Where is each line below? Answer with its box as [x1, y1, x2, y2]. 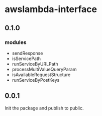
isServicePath [12, 55, 41, 62]
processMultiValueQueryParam [12, 66, 77, 72]
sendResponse [12, 50, 43, 56]
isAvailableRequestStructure [12, 72, 71, 78]
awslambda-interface [5, 4, 97, 15]
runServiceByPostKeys [12, 77, 60, 83]
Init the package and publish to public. [5, 105, 84, 111]
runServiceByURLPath [12, 61, 58, 67]
